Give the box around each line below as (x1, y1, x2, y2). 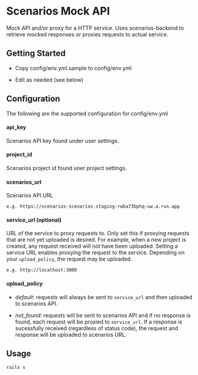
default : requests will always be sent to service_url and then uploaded (15, 293, 193, 300)
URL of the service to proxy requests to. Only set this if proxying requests (6, 230, 190, 237)
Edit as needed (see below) (15, 76, 84, 83)
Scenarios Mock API (6, 4, 110, 18)
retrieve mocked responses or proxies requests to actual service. (6, 30, 168, 38)
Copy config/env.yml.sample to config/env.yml (15, 64, 132, 71)
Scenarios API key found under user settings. (6, 137, 119, 144)
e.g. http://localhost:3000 (6, 267, 78, 273)
